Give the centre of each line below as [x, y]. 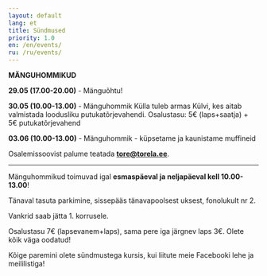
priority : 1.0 [32, 38]
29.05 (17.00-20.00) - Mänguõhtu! [66, 91]
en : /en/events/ [35, 45]
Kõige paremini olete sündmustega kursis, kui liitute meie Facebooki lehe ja [131, 255]
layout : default [35, 16]
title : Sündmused [37, 30]
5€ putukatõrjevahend [44, 123]
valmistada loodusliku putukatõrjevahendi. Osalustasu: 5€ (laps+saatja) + [128, 115]
